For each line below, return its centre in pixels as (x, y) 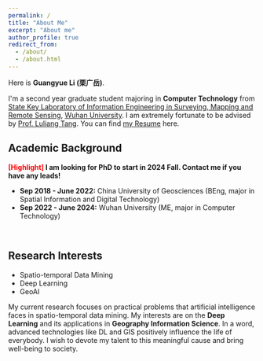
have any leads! (35, 175)
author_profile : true (44, 37)
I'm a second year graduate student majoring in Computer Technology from (131, 98)
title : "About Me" (38, 23)
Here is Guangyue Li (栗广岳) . (56, 83)
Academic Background (65, 148)
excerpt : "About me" (42, 30)
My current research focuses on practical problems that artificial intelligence (132, 307)
